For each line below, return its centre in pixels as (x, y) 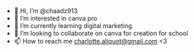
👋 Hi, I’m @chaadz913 (46, 11)
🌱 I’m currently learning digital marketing (73, 26)
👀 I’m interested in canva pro (55, 18)
